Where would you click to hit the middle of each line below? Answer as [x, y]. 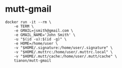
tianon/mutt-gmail [33, 60]
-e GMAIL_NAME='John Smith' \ [45, 35]
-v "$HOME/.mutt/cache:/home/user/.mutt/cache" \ [66, 56]
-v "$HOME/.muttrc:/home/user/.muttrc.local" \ [63, 52]
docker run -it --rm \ [28, 22]
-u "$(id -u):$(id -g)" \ [40, 39]
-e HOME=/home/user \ [36, 43]
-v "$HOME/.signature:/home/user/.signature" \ [63, 47]
